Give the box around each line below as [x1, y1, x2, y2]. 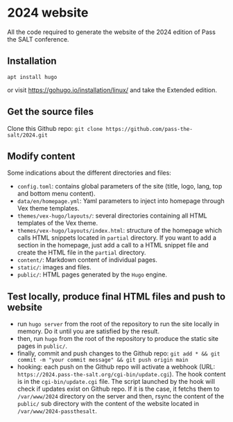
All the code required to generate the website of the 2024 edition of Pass [7, 28, 216, 36]
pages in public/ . [17, 342, 68, 351]
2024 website [7, 5, 89, 21]
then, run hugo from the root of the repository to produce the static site [17, 335, 218, 343]
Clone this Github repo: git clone [7, 124, 103, 132]
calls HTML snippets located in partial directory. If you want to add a [17, 234, 217, 242]
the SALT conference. [7, 35, 69, 43]
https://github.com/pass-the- [105, 125, 193, 132]
